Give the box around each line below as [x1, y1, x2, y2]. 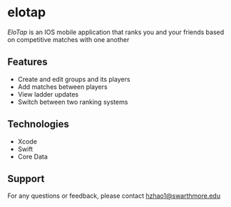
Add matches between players [17, 83, 108, 91]
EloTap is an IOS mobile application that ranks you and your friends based [7, 28, 225, 36]
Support [7, 172, 45, 185]
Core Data [17, 152, 48, 161]
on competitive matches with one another [7, 35, 130, 43]
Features [7, 56, 48, 68]
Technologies [7, 118, 70, 130]
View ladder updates [17, 90, 79, 98]
